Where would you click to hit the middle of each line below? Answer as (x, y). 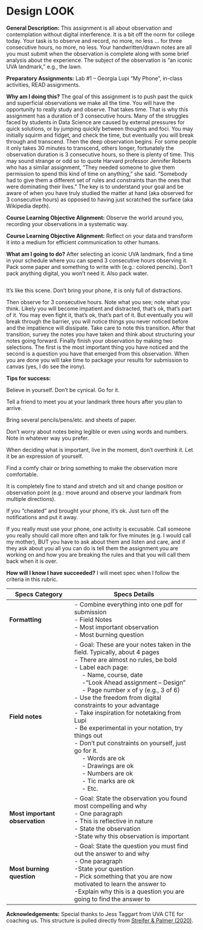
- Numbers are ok (107, 773)
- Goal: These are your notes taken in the (133, 645)
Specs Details (134, 594)
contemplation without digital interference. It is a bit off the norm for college (101, 34)
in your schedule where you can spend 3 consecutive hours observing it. (97, 260)
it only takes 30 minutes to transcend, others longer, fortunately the (90, 148)
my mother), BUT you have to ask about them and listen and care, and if (96, 542)
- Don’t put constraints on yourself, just (130, 743)
